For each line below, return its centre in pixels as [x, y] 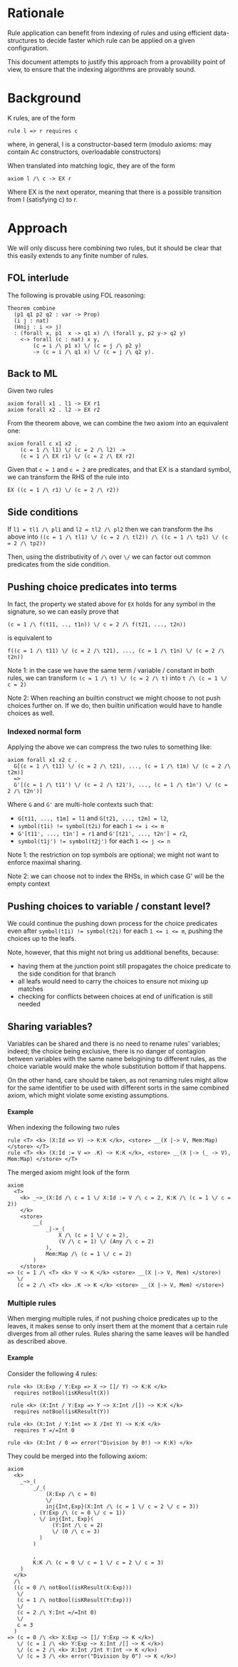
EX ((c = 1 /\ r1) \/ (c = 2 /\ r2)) [63, 490]
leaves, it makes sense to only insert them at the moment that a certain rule [118, 1326]
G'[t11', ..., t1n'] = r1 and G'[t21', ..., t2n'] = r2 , [103, 833]
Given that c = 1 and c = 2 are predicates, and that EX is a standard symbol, [119, 470]
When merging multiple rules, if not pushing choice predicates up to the [113, 1318]
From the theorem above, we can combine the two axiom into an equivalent [118, 423]
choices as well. [31, 713]
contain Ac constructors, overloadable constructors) [84, 152]
